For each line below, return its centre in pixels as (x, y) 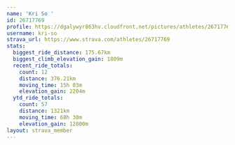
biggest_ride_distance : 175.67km (62, 53)
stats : (16, 46)
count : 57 (34, 105)
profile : (19, 26)
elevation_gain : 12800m (54, 124)
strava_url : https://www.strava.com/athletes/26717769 (88, 40)
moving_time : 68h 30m (51, 117)
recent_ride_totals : (43, 66)
